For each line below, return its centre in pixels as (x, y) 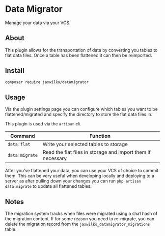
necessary (55, 158)
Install (15, 71)
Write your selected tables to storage (85, 145)
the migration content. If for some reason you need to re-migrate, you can (80, 219)
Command (23, 136)
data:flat (19, 144)
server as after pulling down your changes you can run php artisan (73, 181)
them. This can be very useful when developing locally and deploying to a (80, 176)
